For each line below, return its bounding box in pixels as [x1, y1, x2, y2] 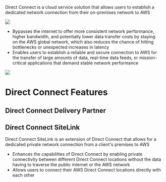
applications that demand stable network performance [27, 60, 139, 66]
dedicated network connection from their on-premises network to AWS [5, 9, 150, 15]
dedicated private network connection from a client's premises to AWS [5, 141, 150, 148]
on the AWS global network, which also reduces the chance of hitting [12, 39, 154, 45]
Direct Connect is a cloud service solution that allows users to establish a [5, 4, 155, 10]
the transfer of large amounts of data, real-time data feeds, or [12, 55, 138, 61]
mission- [139, 55, 157, 61]
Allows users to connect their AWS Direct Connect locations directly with [12, 167, 161, 173]
